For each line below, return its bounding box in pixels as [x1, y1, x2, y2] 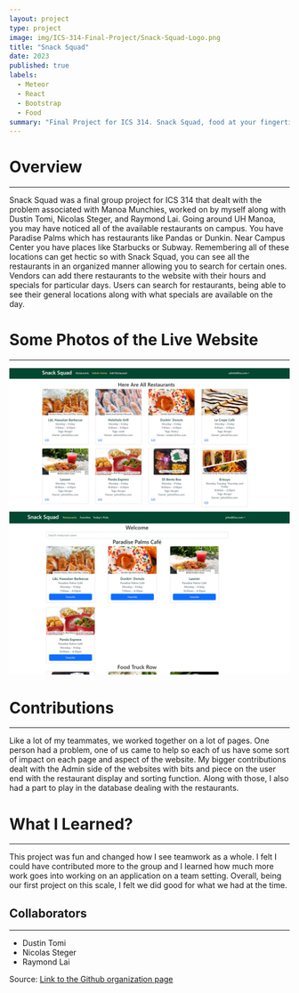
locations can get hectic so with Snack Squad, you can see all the [9, 252, 250, 262]
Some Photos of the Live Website [9, 330, 259, 351]
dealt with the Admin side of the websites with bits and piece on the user [9, 763, 277, 774]
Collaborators [9, 906, 87, 921]
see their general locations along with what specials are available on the [9, 289, 273, 300]
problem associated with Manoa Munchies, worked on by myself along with [9, 205, 287, 215]
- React [17, 89, 46, 98]
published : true [9, 61, 69, 70]
